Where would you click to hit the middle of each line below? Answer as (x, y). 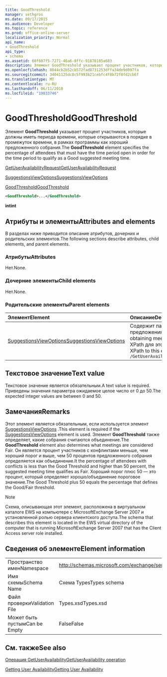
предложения (146, 332)
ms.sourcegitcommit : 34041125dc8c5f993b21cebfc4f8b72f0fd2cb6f (72, 75)
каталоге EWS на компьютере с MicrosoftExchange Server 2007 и (75, 512)
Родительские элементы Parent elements (57, 305)
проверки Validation (31, 603)
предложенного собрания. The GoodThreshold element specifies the (77, 148)
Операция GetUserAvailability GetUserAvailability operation (65, 660)
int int (11, 206)
